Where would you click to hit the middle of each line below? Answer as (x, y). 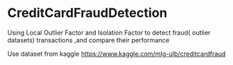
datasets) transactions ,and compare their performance (88, 40)
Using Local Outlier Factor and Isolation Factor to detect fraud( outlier (109, 32)
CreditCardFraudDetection (87, 13)
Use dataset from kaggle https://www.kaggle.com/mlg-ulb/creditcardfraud (116, 54)
